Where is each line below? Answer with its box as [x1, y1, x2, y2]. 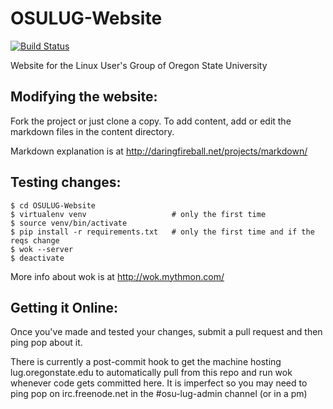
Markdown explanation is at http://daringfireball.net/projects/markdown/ [10, 145, 308, 157]
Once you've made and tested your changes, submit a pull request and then [10, 326, 323, 338]
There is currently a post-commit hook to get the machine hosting [10, 356, 282, 368]
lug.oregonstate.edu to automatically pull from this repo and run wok [10, 367, 293, 379]
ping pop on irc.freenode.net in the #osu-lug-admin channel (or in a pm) [10, 388, 308, 400]
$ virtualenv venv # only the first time [10, 209, 267, 219]
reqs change [10, 235, 60, 246]
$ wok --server [10, 244, 74, 254]
